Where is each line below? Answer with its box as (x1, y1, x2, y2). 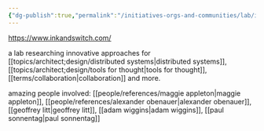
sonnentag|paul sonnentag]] (8, 113, 101, 122)
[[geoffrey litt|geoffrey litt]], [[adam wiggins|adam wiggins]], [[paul (8, 105, 224, 115)
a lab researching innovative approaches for (8, 48, 151, 57)
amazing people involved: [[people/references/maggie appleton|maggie (8, 88, 241, 98)
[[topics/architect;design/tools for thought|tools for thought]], (8, 64, 207, 75)
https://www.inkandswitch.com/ (8, 33, 112, 42)
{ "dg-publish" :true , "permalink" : (8, 11, 118, 20)
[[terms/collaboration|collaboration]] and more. (8, 73, 161, 82)
